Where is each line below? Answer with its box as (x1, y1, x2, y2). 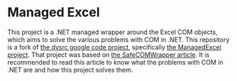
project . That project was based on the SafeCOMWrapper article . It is (7, 50, 210, 59)
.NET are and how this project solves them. (7, 65, 133, 74)
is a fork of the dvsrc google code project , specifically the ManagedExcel (7, 43, 221, 51)
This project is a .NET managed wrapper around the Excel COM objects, (7, 28, 218, 36)
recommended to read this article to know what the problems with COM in (7, 58, 224, 66)
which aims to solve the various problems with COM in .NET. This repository (7, 35, 230, 43)
